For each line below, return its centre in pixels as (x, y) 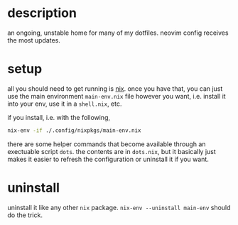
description (42, 13)
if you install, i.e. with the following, (59, 117)
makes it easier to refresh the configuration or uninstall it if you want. (108, 159)
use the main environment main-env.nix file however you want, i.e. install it (117, 96)
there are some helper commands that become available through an (107, 144)
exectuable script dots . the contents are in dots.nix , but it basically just (112, 151)
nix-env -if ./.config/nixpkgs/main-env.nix (74, 130)
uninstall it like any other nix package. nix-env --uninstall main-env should (119, 207)
